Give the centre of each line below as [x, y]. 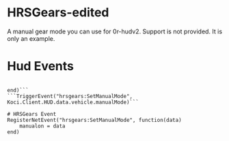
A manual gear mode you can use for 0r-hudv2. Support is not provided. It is [115, 31]
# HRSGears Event [32, 114]
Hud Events [40, 66]
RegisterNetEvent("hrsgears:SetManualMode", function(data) [95, 120]
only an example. [31, 38]
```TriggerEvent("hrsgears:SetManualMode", [70, 96]
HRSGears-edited [58, 13]
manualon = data [43, 126]
